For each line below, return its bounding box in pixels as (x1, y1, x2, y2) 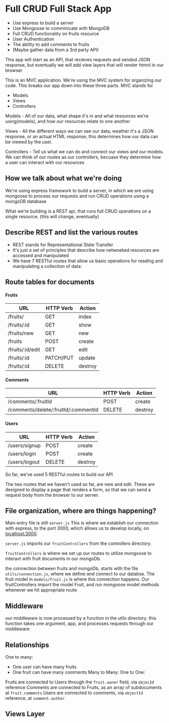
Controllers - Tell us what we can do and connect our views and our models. (5, 148, 164, 154)
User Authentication (12, 36, 54, 42)
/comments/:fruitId (8, 398, 52, 405)
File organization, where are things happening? (5, 506, 156, 515)
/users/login (8, 450, 36, 457)
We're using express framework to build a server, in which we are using (5, 187, 154, 193)
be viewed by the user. (5, 139, 53, 145)
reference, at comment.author (5, 695, 65, 701)
